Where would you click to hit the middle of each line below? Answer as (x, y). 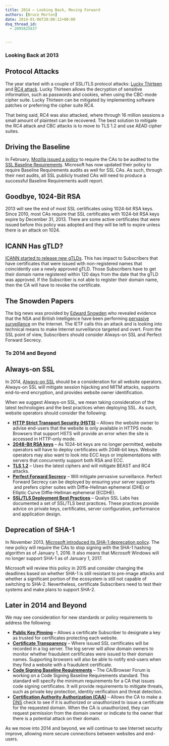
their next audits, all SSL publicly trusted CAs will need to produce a (76, 175)
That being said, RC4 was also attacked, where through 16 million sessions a (85, 115)
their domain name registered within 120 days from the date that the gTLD (82, 274)
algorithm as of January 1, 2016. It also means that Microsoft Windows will (82, 553)
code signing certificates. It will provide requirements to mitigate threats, (88, 686)
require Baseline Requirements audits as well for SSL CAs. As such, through (84, 170)
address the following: (28, 623)
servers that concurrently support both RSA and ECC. (68, 460)
